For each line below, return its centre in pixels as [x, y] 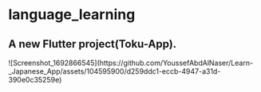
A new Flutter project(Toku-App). [93, 44]
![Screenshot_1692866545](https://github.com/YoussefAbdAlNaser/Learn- [131, 63]
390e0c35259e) [35, 80]
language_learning [72, 15]
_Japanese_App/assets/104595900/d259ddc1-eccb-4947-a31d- [115, 71]
